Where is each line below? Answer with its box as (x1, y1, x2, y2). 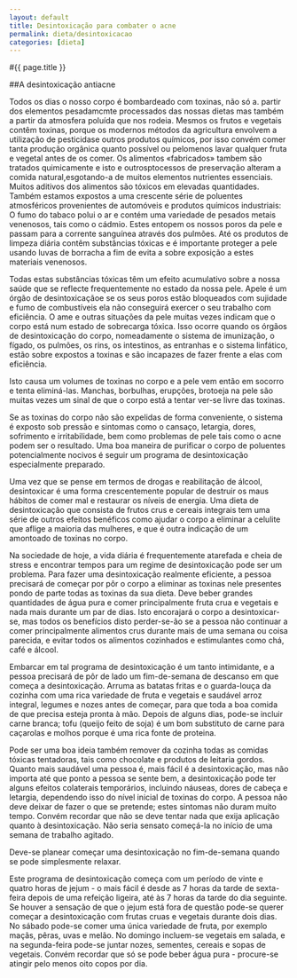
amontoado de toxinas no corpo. (9, 533, 129, 544)
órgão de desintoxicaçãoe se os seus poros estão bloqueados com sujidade (9, 293, 288, 304)
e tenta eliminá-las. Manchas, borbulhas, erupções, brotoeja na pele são (9, 385, 274, 396)
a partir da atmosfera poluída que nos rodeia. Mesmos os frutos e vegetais (9, 115, 282, 126)
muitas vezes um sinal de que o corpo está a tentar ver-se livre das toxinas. (9, 395, 285, 406)
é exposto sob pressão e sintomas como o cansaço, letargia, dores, (9, 422, 256, 432)
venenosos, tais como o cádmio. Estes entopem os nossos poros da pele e (9, 219, 283, 230)
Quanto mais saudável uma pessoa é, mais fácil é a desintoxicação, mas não (9, 764, 289, 775)
